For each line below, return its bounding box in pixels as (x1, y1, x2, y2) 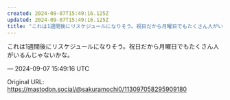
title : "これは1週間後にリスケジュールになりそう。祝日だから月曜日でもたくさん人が (7, 23, 218, 29)
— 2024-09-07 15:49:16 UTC (7, 64, 89, 73)
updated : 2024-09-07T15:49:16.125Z (7, 16, 109, 23)
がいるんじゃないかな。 (7, 51, 73, 59)
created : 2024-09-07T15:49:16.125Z (7, 10, 109, 17)
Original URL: (7, 78, 45, 86)
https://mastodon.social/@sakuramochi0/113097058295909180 (7, 85, 187, 93)
